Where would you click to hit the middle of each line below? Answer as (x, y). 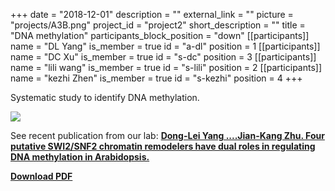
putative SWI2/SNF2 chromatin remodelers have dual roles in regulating (163, 146)
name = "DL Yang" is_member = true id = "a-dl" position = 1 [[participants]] (165, 46)
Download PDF (41, 176)
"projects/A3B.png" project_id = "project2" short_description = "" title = (158, 25)
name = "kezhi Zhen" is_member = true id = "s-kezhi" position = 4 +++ (156, 78)
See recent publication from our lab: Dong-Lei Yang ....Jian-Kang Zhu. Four (167, 135)
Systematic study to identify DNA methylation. (105, 97)
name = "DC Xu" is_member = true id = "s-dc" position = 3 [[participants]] (163, 57)
